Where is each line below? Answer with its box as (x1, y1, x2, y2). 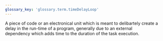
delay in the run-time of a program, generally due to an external (5, 25, 133, 31)
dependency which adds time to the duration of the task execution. (5, 30, 140, 36)
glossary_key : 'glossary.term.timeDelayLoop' (5, 7, 99, 12)
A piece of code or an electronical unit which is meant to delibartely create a (5, 20, 158, 26)
